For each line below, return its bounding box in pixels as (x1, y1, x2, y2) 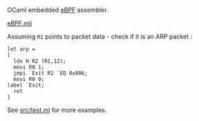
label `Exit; (7, 82, 45, 89)
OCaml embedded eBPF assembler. (7, 6, 108, 14)
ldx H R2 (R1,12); (13, 58, 67, 65)
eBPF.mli (7, 19, 32, 27)
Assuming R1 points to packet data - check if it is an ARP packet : (7, 32, 192, 41)
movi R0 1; (13, 64, 45, 71)
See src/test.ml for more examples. (7, 106, 107, 114)
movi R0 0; (13, 76, 45, 82)
